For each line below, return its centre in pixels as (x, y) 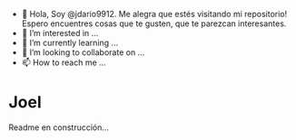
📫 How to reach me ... (64, 62)
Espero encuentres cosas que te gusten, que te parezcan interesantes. (154, 23)
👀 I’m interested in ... (60, 33)
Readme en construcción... (59, 127)
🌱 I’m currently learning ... (70, 42)
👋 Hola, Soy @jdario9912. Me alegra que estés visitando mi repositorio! (154, 14)
